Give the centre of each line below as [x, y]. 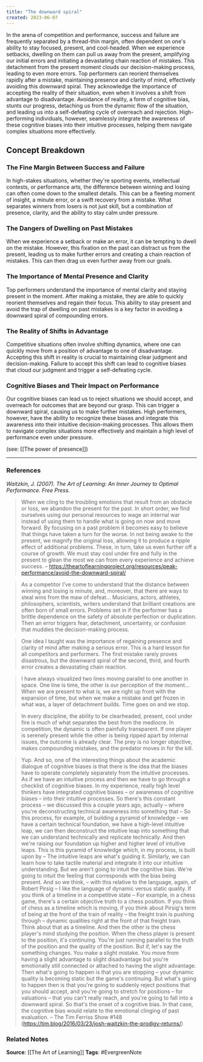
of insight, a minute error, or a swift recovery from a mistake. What [89, 200]
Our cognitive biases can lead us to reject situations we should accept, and [100, 399]
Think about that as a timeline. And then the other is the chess [98, 927]
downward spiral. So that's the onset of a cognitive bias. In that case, [107, 1004]
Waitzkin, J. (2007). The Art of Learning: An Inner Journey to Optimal [92, 483]
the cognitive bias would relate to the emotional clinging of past [100, 1011]
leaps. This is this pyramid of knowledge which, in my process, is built [108, 850]
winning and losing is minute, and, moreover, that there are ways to [105, 591]
